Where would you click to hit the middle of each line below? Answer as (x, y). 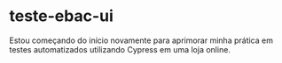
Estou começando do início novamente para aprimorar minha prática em (141, 40)
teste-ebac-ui (61, 16)
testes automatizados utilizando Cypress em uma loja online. (120, 49)
